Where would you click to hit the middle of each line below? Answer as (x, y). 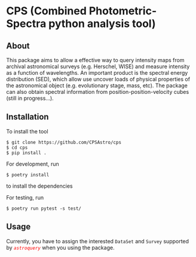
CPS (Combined (46, 11)
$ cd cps (17, 148)
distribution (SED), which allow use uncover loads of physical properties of (98, 79)
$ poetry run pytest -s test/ (44, 208)
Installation (27, 117)
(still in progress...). (30, 98)
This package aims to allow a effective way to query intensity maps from (95, 60)
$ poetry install (28, 175)
